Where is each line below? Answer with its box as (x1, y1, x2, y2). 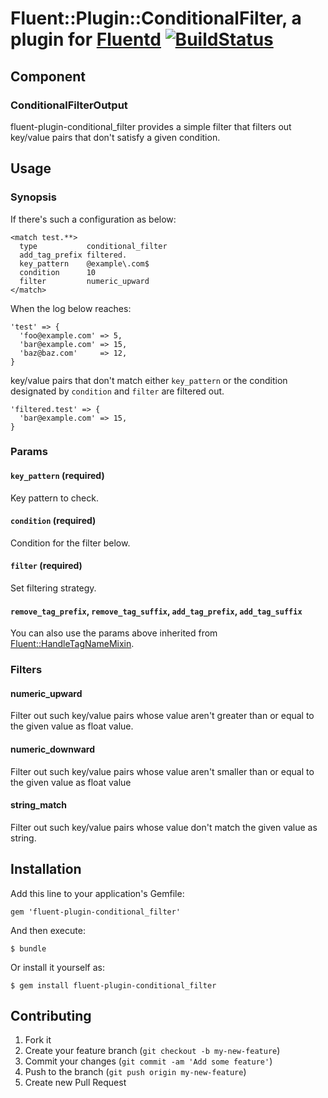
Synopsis (10, 190, 57, 204)
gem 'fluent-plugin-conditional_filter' (10, 907, 182, 917)
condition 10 (19, 267, 97, 277)
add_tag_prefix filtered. (19, 250, 128, 260)
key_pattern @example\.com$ (19, 258, 150, 269)
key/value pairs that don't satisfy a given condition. (10, 131, 221, 143)
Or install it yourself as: (10, 961, 105, 973)
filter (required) (10, 560, 83, 572)
